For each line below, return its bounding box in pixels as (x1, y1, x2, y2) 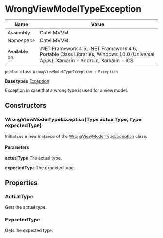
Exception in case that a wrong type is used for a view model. (5, 87, 128, 93)
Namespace (7, 37, 35, 44)
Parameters (5, 144, 29, 150)
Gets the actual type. (5, 204, 47, 210)
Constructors (5, 102, 47, 110)
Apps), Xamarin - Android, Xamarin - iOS (39, 57, 134, 64)
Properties (5, 179, 38, 187)
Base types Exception (5, 78, 49, 84)
